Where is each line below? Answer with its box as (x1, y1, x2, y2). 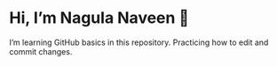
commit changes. (9, 46, 73, 56)
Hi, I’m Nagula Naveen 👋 (9, 8, 189, 28)
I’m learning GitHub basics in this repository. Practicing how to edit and (9, 37, 269, 48)
